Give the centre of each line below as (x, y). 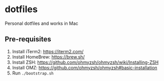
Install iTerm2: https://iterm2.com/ (48, 51)
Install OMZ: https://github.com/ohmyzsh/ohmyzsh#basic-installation (85, 67)
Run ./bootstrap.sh (33, 73)
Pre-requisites (28, 39)
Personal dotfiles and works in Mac (42, 23)
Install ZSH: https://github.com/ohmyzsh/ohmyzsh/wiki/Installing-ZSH (85, 62)
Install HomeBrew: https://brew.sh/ (48, 57)
